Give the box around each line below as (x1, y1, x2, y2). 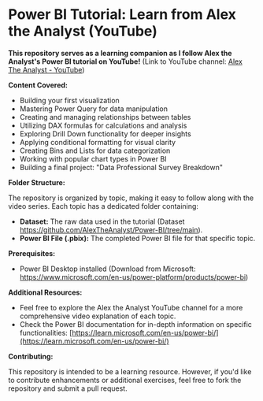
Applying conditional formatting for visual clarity (19, 137, 176, 147)
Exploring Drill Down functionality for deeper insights (19, 128, 191, 139)
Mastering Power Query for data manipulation (19, 104, 168, 113)
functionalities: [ (19, 328, 72, 337)
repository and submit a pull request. (8, 384, 128, 393)
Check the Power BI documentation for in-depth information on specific (19, 319, 252, 329)
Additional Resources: (8, 288, 83, 297)
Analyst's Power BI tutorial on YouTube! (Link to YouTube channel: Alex (8, 57, 243, 66)
